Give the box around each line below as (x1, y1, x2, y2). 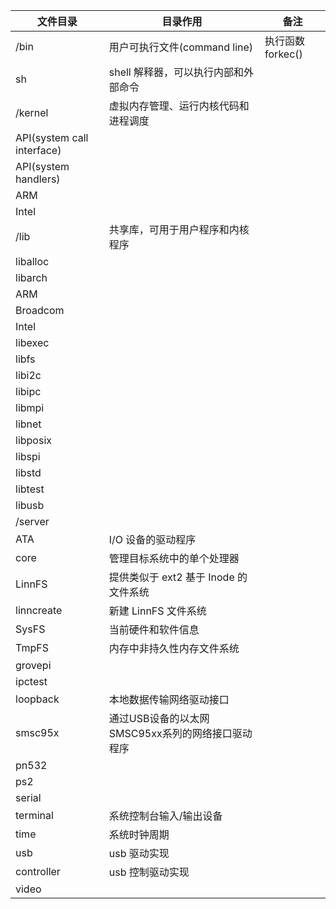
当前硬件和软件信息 (108, 623, 200, 636)
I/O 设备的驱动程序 (108, 533, 197, 546)
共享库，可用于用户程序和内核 (108, 223, 250, 236)
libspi (15, 450, 41, 463)
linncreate (15, 604, 63, 617)
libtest (15, 482, 45, 496)
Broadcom (15, 304, 65, 317)
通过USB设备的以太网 (108, 712, 210, 725)
